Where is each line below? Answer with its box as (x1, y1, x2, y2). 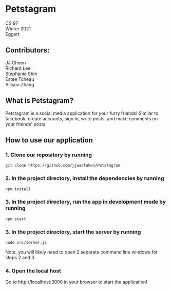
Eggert (5, 31, 20, 37)
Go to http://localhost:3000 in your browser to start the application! (5, 279, 147, 285)
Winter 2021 (5, 25, 31, 31)
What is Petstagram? (5, 96, 74, 105)
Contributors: (5, 46, 50, 55)
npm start (5, 216, 27, 222)
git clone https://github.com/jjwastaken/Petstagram (5, 163, 121, 168)
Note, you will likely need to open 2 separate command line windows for (5, 249, 158, 255)
